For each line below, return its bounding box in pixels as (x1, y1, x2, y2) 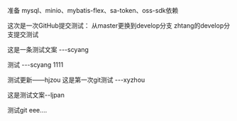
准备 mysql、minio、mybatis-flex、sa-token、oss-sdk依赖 (7, 6, 179, 14)
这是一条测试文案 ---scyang (7, 46, 89, 53)
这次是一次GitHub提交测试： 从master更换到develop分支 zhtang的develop (7, 21, 224, 30)
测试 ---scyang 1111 (7, 60, 64, 69)
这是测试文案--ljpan (7, 91, 65, 99)
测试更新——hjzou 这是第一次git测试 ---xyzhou (7, 75, 145, 84)
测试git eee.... (7, 106, 48, 114)
